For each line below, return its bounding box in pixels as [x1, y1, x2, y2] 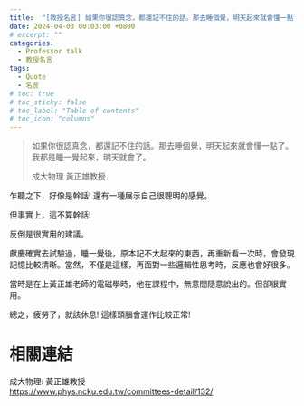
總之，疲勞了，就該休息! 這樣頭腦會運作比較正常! [9, 309, 191, 320]
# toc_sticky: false [9, 97, 88, 107]
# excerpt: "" [9, 30, 63, 39]
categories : [9, 38, 54, 48]
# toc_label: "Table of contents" [9, 106, 140, 115]
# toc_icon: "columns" [9, 114, 95, 123]
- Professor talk [17, 47, 83, 56]
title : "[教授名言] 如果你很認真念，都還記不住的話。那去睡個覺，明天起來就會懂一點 [9, 13, 294, 23]
